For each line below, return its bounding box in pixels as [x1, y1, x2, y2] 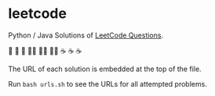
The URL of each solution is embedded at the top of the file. [8, 64, 202, 73]
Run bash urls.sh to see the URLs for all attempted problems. [8, 79, 208, 88]
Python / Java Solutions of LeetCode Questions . [8, 30, 163, 40]
